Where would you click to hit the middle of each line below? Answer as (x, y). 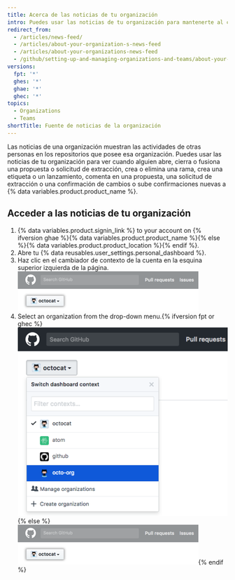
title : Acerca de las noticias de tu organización (83, 15)
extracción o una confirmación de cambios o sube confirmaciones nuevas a (116, 184)
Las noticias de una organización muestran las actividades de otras (104, 147)
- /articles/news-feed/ (48, 37)
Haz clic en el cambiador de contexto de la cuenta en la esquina (110, 260)
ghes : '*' (28, 81)
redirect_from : (29, 29)
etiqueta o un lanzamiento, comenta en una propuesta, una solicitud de (109, 176)
